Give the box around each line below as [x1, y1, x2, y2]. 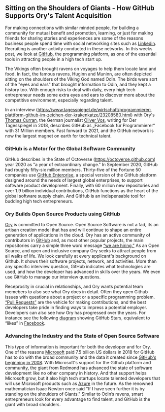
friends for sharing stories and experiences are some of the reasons [5, 35, 144, 41]
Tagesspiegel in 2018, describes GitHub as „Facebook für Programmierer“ [5, 122, 155, 128]
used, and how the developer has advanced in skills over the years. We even [5, 269, 161, 275]
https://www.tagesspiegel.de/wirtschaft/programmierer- [37, 106, 152, 112]
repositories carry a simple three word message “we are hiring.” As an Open [5, 242, 160, 248]
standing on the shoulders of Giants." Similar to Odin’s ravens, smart [5, 391, 143, 397]
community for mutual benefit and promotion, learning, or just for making [5, 30, 153, 36]
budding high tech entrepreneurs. [5, 198, 73, 204]
